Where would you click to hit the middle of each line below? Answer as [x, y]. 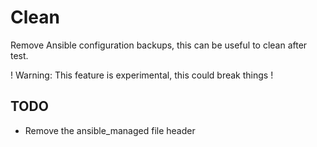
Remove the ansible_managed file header [110, 130]
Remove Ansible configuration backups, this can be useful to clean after [159, 45]
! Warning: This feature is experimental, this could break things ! [142, 75]
